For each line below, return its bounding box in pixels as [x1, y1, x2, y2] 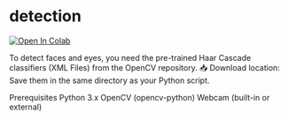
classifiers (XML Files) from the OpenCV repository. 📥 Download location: [9, 62, 281, 72]
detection [9, 6, 82, 26]
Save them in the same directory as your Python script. [9, 75, 210, 86]
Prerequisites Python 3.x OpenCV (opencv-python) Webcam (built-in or [9, 92, 270, 102]
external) [9, 101, 43, 112]
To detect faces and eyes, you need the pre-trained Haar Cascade [9, 52, 252, 63]
